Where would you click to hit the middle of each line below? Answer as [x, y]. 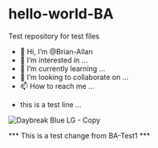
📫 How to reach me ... [57, 86]
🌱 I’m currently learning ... [63, 68]
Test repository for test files [54, 36]
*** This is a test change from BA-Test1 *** [79, 135]
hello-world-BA [61, 14]
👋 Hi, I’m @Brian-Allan [57, 51]
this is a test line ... [51, 104]
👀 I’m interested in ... [54, 60]
